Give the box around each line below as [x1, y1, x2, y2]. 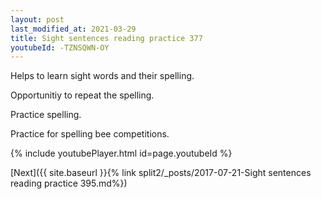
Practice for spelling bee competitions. [10, 128, 170, 140]
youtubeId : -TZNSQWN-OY [10, 42, 110, 53]
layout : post [10, 14, 65, 25]
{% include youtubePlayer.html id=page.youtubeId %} [10, 147, 233, 160]
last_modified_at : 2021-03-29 [10, 24, 137, 34]
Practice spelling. [10, 109, 82, 121]
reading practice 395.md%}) [10, 177, 128, 190]
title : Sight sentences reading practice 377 [10, 33, 203, 43]
